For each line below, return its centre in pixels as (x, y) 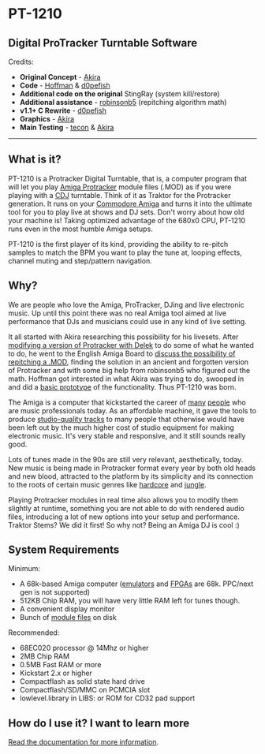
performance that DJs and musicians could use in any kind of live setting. (127, 321)
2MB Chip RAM (44, 656)
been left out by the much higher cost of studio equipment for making (121, 427)
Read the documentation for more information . (84, 742)
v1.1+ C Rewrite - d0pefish (63, 110)
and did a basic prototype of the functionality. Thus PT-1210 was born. (122, 386)
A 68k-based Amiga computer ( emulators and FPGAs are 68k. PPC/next (136, 584)
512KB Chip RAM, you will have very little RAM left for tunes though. (130, 601)
